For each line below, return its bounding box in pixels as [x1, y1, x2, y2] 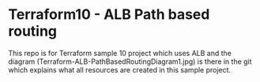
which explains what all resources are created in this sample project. [8, 65, 232, 74]
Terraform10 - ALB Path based [8, 6, 210, 24]
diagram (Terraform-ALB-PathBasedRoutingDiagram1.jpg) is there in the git [8, 57, 252, 66]
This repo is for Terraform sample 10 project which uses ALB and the [8, 48, 232, 58]
